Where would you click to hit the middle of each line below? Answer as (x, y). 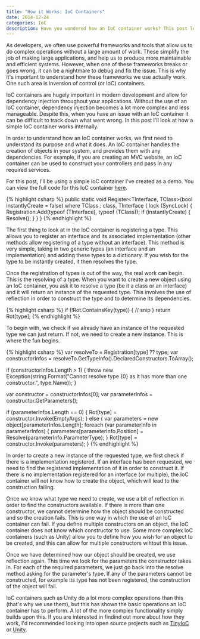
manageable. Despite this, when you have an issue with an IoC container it (97, 114)
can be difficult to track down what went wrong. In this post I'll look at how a (100, 121)
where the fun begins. (33, 341)
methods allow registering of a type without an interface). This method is (95, 243)
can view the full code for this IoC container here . (67, 188)
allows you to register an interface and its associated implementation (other (99, 236)
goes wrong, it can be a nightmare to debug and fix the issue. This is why (96, 71)
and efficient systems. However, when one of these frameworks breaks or (97, 64)
